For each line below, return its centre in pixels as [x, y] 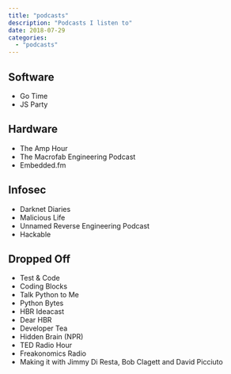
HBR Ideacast [42, 312]
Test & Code [40, 278]
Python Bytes [42, 303]
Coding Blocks [44, 286]
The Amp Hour [44, 148]
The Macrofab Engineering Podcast [78, 157]
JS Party [34, 104]
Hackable [35, 234]
